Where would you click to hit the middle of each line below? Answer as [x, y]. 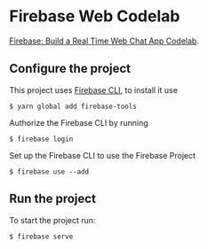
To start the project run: [52, 220]
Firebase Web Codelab [95, 16]
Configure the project [70, 69]
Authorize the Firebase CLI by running [79, 122]
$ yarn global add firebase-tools [73, 106]
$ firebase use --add [49, 171]
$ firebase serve [41, 237]
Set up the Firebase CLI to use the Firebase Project [103, 155]
